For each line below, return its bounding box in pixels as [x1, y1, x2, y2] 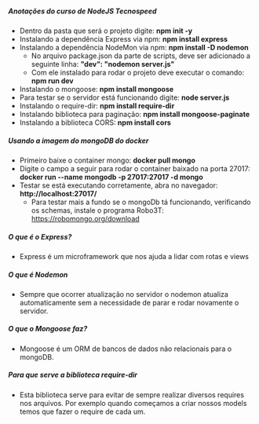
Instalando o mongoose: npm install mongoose [19, 84, 174, 93]
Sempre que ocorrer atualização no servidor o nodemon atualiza [19, 289, 229, 298]
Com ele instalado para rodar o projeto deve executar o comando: [31, 68, 245, 77]
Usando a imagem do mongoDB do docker [8, 136, 149, 145]
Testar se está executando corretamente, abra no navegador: [19, 181, 218, 190]
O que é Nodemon [8, 269, 68, 279]
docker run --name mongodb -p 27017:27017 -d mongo [19, 172, 204, 181]
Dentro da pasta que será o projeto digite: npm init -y [19, 26, 193, 35]
